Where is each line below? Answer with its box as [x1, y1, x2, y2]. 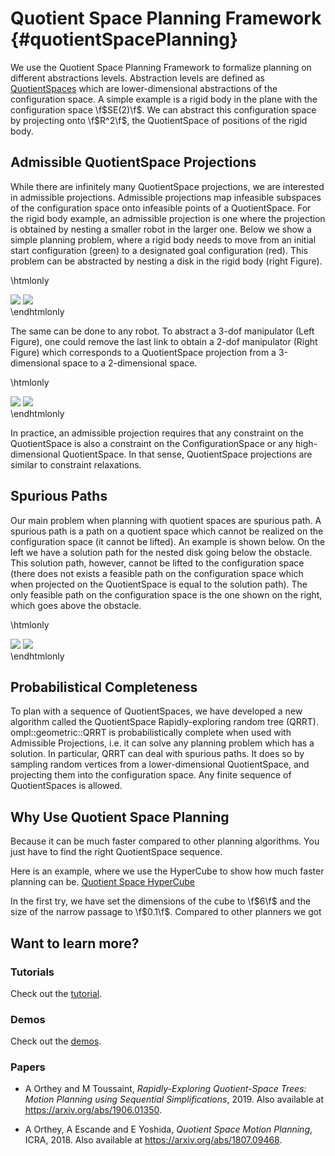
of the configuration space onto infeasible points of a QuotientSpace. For [10, 202, 312, 214]
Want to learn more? [10, 935, 140, 952]
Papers [10, 1060, 46, 1074]
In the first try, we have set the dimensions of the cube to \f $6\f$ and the [10, 895, 312, 907]
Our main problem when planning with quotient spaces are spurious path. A [10, 514, 322, 526]
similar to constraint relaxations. [10, 458, 142, 471]
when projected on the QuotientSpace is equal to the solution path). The [10, 578, 308, 590]
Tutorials [10, 965, 55, 979]
